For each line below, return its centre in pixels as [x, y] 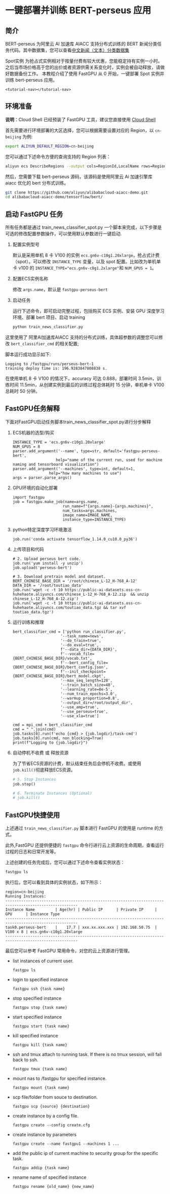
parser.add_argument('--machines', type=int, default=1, [74, 469]
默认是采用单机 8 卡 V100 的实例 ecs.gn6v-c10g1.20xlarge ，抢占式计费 [86, 255]
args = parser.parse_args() [42, 478]
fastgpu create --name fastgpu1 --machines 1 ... [66, 1144]
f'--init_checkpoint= [83, 672]
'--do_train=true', [81, 640]
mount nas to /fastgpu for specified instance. [59, 1078]
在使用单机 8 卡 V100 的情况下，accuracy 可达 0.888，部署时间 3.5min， [81, 378]
